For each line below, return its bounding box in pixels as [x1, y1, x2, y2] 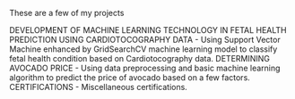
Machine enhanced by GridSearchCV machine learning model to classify [9, 44, 278, 54]
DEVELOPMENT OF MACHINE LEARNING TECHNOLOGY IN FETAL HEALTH [9, 25, 287, 35]
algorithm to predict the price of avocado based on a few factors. [9, 72, 251, 83]
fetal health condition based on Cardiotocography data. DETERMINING [9, 54, 271, 63]
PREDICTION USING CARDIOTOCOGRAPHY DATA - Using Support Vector [9, 35, 281, 45]
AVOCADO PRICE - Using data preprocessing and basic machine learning [9, 62, 281, 73]
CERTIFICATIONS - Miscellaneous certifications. [9, 82, 188, 92]
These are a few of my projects [9, 8, 125, 18]
